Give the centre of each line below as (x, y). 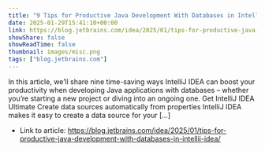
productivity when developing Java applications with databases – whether (129, 90)
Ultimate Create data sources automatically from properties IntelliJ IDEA (125, 106)
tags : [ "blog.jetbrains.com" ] (58, 60)
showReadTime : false (42, 45)
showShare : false (37, 37)
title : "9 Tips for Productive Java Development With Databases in (121, 15)
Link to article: (43, 130)
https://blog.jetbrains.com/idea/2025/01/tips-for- (147, 130)
